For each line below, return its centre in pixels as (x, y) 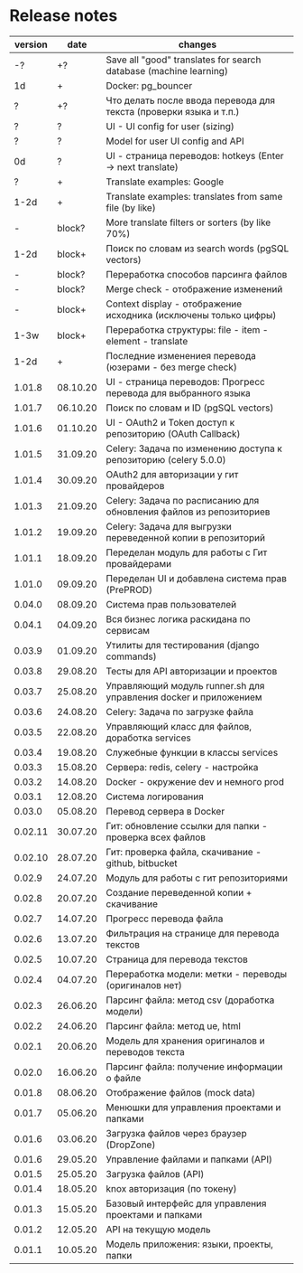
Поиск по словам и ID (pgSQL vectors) (190, 408)
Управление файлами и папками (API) (189, 1159)
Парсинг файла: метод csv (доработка (190, 1000)
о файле (124, 1078)
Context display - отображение (174, 304)
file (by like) (131, 207)
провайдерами (139, 563)
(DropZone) (131, 1145)
